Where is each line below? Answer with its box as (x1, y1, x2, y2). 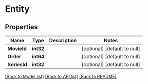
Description (49, 37, 77, 44)
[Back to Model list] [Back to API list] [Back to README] (5, 74, 117, 79)
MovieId (7, 45, 27, 52)
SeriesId (7, 61, 27, 67)
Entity (5, 3, 30, 15)
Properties (5, 23, 38, 31)
